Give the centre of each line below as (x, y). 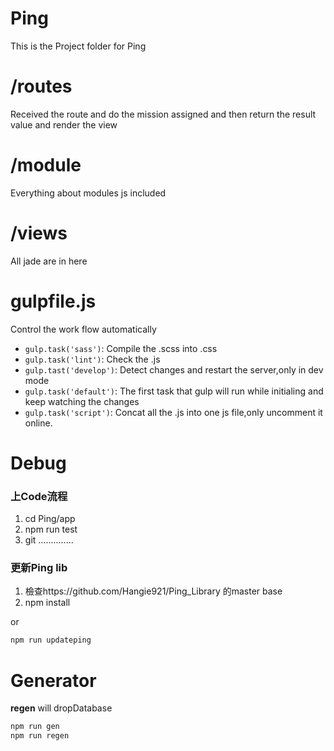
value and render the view (64, 124)
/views (39, 233)
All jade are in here (49, 261)
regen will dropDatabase (61, 708)
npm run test (51, 529)
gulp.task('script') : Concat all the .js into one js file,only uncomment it (173, 412)
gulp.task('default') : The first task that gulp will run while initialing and (174, 391)
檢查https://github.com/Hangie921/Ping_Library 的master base (153, 591)
